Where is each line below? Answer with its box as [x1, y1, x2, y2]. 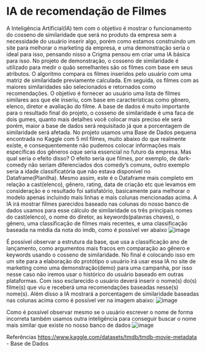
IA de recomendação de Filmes [6, 4, 167, 18]
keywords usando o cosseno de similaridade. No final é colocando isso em [6, 251, 195, 258]
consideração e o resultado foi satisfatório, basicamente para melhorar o [6, 187, 190, 194]
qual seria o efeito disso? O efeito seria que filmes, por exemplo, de [6, 154, 176, 162]
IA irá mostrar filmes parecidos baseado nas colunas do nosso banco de [6, 200, 189, 208]
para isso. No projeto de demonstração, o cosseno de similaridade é [6, 57, 179, 64]
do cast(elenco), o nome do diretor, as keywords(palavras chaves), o [6, 213, 180, 220]
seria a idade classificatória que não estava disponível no [6, 167, 151, 175]
